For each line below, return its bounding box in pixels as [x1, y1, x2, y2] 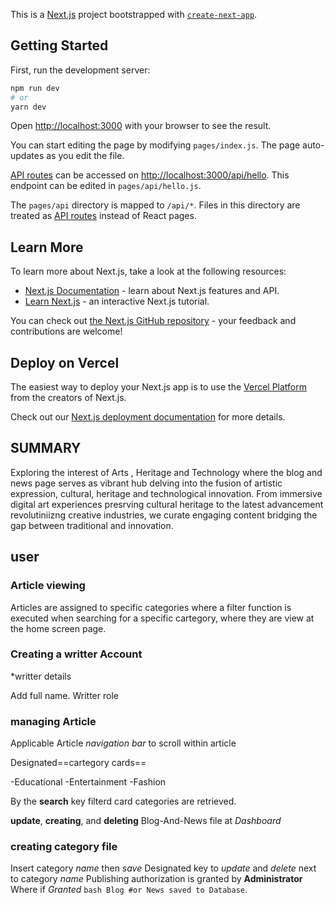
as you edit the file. [46, 150, 125, 162]
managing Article [10, 714, 97, 728]
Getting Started [10, 37, 109, 54]
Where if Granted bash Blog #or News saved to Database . [10, 884, 248, 896]
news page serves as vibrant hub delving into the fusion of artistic [10, 477, 283, 489]
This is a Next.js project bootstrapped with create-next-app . [10, 9, 258, 20]
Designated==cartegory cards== [10, 757, 147, 769]
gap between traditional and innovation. [10, 519, 174, 531]
